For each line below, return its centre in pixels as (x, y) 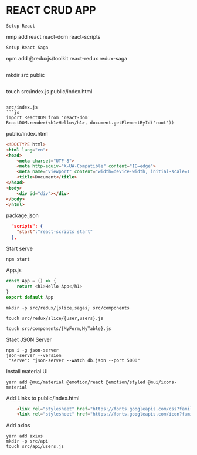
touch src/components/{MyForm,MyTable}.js (59, 328)
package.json (23, 215)
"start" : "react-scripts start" (55, 232)
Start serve (20, 249)
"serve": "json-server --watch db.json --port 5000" (74, 360)
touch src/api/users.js (35, 447)
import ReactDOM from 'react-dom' (48, 117)
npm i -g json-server (33, 350)
